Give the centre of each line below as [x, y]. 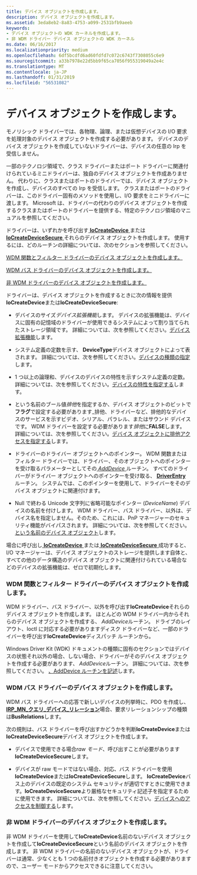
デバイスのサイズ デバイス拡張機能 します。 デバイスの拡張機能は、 [95, 315]
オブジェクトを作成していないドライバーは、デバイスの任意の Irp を [105, 146]
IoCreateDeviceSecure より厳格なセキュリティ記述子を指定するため [107, 791]
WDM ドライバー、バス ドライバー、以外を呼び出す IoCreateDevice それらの [98, 607]
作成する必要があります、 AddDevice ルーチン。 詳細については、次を [100, 664]
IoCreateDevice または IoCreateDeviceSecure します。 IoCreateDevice [100, 776]
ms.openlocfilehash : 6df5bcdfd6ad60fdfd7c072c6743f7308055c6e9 [85, 55]
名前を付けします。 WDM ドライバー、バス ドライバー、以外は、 [108, 510]
